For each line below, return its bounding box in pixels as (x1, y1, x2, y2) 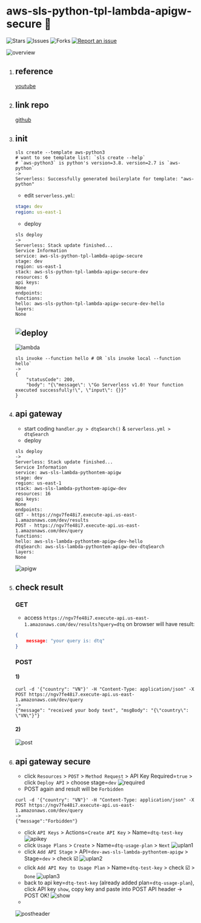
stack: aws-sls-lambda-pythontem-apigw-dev (15, 485, 127, 491)
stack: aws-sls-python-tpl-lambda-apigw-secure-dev (15, 269, 148, 275)
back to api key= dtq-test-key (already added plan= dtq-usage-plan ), (24, 879, 195, 887)
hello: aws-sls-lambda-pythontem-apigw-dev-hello (15, 538, 143, 544)
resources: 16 (15, 491, 51, 497)
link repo (15, 100, 50, 110)
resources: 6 (15, 274, 48, 281)
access (24, 614, 42, 621)
